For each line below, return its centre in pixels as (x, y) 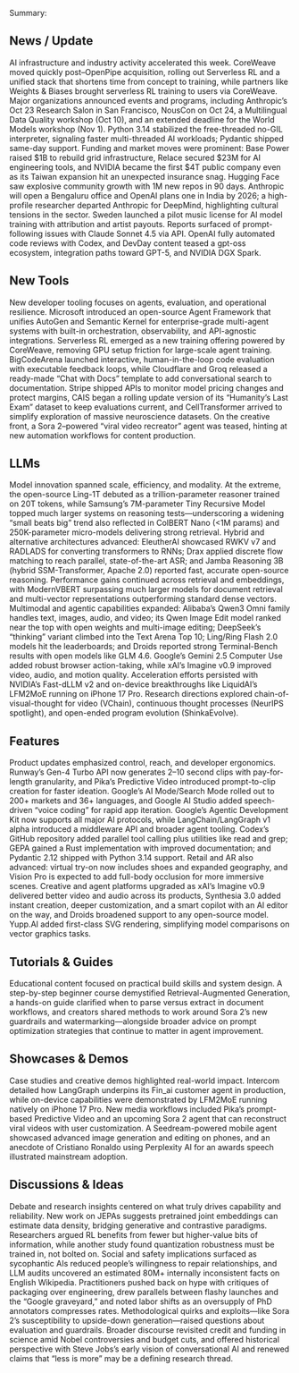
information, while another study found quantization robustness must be (142, 1244)
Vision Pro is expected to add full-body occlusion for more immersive (137, 877)
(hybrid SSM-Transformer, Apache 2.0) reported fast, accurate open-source (149, 571)
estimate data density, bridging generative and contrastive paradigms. (138, 1225)
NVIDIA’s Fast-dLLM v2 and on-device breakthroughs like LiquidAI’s (133, 684)
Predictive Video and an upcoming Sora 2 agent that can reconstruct (161, 1118)
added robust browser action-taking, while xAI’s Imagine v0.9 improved (141, 665)
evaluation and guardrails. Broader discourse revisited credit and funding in (148, 1330)
